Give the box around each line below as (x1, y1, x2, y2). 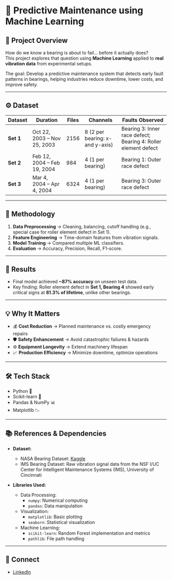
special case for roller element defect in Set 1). (12, 229, 111, 235)
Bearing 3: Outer (121, 177, 161, 184)
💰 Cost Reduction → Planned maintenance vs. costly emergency (12, 323, 151, 330)
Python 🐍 (12, 388, 32, 394)
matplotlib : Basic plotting (28, 514, 83, 520)
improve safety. (5, 82, 38, 87)
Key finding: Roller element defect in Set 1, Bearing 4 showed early (12, 284, 154, 290)
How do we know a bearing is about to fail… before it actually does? (5, 50, 148, 56)
